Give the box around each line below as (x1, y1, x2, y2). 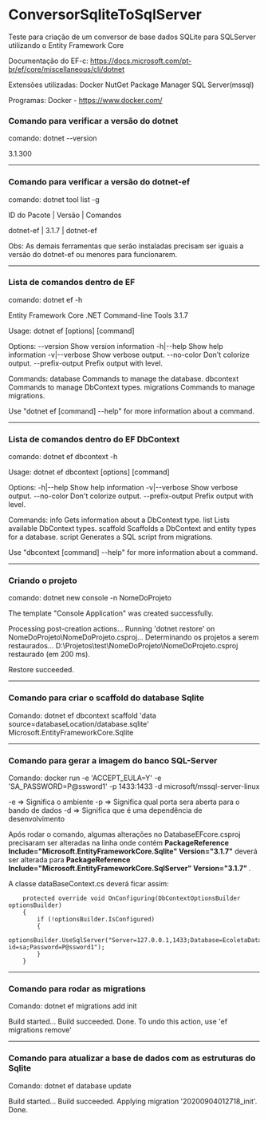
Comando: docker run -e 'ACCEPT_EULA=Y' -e (8, 773, 162, 783)
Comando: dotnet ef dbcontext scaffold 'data (8, 711, 157, 720)
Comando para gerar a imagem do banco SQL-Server (8, 755, 218, 766)
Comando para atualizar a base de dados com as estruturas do (8, 1052, 256, 1064)
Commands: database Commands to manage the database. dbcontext (8, 374, 239, 383)
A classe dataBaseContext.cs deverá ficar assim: (8, 879, 169, 889)
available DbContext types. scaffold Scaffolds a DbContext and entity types (8, 524, 257, 533)
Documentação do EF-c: (8, 56, 89, 65)
